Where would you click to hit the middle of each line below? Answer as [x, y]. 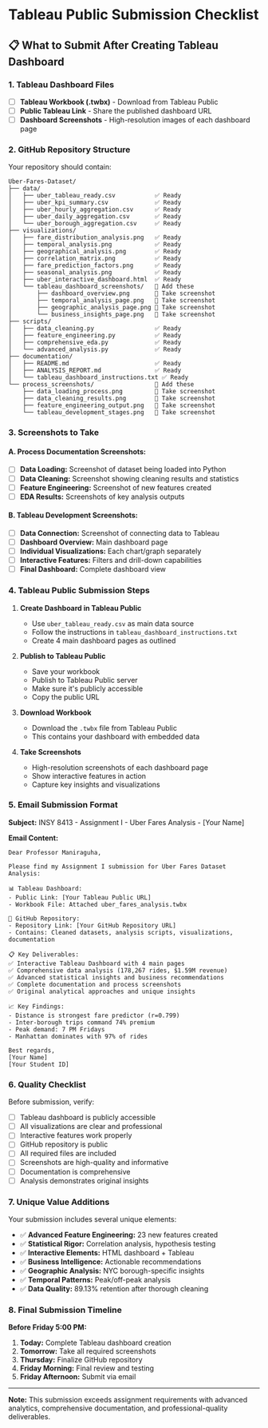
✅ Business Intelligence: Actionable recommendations [110, 1262]
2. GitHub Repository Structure [69, 150]
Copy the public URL [65, 696]
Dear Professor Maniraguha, [55, 852]
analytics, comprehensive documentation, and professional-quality [118, 1408]
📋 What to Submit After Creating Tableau [113, 45]
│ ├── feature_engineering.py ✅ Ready [95, 336]
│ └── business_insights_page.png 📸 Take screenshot [112, 315]
